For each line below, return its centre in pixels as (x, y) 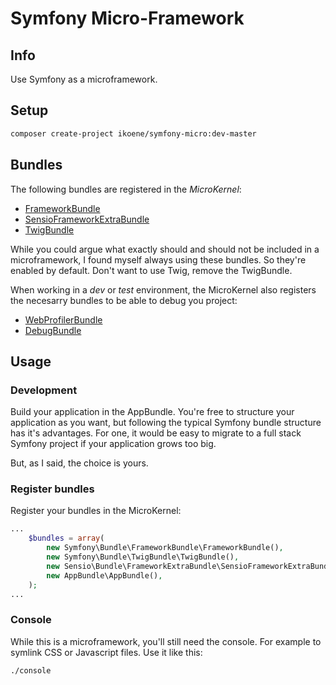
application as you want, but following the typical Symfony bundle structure (166, 423)
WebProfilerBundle (63, 319)
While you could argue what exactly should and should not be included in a (165, 249)
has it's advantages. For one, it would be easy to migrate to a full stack (156, 433)
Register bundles (52, 489)
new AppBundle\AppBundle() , (104, 575)
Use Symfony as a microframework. (84, 79)
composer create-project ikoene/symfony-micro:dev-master (133, 133)
